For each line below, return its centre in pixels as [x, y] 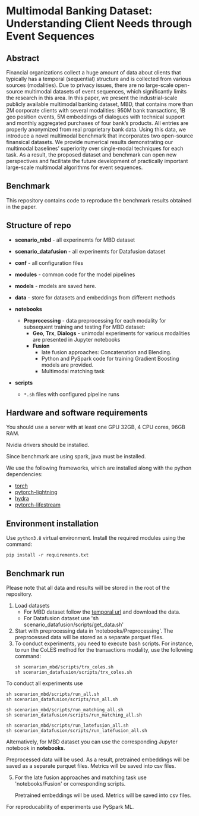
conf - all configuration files [49, 262]
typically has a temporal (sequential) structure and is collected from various [99, 79]
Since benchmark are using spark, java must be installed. [76, 457]
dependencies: [24, 474]
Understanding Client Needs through [99, 24]
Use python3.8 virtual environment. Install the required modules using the [96, 538]
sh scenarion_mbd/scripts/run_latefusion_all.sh [67, 726]
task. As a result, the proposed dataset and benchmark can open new [91, 155]
